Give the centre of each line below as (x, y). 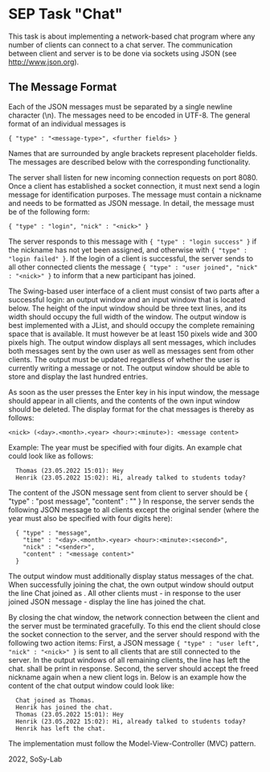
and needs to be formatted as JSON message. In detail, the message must (131, 203)
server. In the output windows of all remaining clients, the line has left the (129, 659)
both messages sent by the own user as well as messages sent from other (131, 351)
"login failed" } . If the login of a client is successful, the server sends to (131, 258)
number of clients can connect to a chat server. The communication (121, 44)
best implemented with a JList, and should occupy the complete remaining (132, 325)
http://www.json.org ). (44, 62)
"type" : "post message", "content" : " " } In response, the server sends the (131, 501)
